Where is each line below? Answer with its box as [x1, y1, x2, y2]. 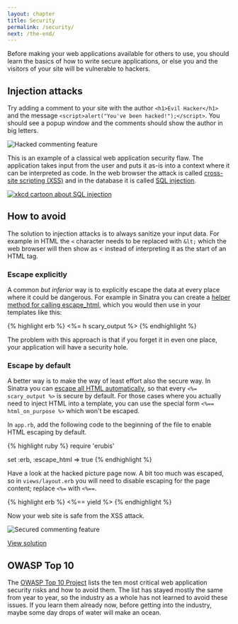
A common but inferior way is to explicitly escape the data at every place [7, 286, 220, 294]
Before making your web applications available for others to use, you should [7, 50, 229, 58]
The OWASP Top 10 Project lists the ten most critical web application [7, 578, 208, 587]
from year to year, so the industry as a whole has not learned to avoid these [7, 594, 228, 602]
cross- [204, 169, 223, 178]
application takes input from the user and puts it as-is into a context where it [7, 161, 230, 170]
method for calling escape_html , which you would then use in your [7, 301, 201, 309]
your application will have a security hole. [7, 343, 129, 352]
